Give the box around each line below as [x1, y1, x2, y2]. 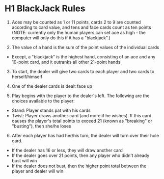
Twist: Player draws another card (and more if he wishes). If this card [11, 112, 152, 118]
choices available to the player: [11, 98, 75, 103]
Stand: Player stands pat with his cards [11, 107, 91, 113]
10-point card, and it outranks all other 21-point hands [11, 59, 121, 65]
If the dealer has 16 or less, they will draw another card [11, 147, 123, 153]
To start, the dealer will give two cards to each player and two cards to [11, 68, 155, 74]
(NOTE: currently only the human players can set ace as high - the [11, 29, 146, 35]
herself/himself [11, 74, 43, 79]
